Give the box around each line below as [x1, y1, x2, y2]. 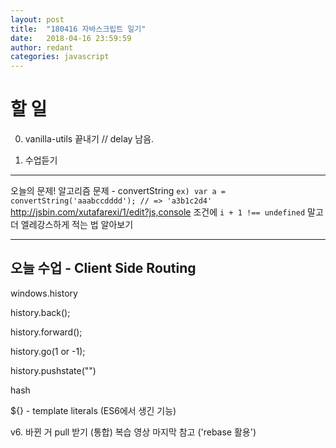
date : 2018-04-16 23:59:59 [10, 33, 132, 43]
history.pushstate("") [10, 364, 97, 376]
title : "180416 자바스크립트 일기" [10, 24, 147, 34]
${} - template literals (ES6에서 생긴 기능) [10, 404, 177, 416]
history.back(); [10, 306, 71, 318]
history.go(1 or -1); [10, 345, 86, 357]
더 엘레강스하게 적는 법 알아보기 [10, 219, 134, 231]
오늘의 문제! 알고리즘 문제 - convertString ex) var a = [10, 185, 227, 197]
